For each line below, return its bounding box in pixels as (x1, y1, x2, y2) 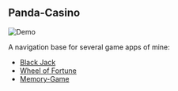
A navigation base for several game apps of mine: (8, 42, 170, 52)
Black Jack (19, 57, 56, 67)
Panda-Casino (8, 6, 81, 20)
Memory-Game (19, 74, 70, 83)
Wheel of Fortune (19, 66, 77, 75)
